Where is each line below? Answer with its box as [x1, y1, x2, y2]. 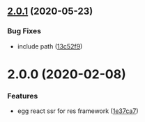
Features [7, 91, 38, 101]
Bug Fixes [7, 26, 42, 36]
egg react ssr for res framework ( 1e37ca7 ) [17, 107, 139, 115]
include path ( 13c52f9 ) [17, 42, 83, 51]
